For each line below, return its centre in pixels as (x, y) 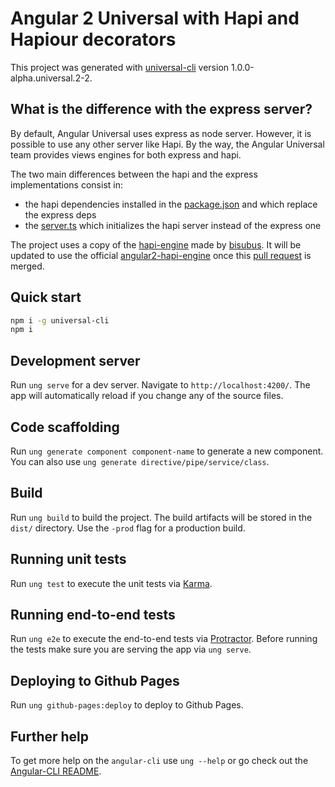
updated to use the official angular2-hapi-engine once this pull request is (161, 255)
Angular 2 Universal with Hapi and (155, 18)
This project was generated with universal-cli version (120, 67)
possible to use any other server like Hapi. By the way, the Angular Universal (167, 144)
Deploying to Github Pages (95, 680)
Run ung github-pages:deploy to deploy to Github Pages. (127, 705)
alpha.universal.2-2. (51, 78)
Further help (50, 736)
